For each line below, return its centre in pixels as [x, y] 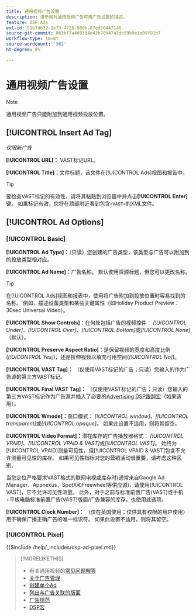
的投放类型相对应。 [29, 259]
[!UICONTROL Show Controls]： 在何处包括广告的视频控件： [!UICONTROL [97, 323]
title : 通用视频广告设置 [33, 11]
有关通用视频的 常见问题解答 [63, 571]
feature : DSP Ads [27, 22]
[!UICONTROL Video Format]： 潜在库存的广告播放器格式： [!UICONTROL [95, 436]
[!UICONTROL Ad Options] [55, 222]
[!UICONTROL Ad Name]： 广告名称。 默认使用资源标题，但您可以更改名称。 [98, 272]
